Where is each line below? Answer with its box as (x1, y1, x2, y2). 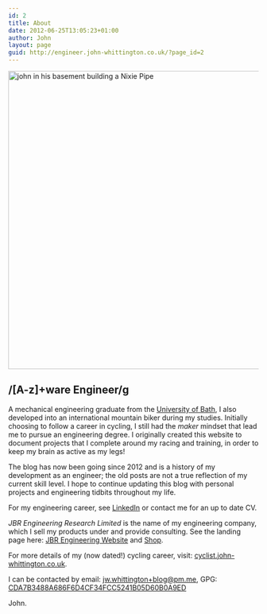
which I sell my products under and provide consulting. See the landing (8, 527, 241, 536)
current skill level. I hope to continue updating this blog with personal (8, 479, 234, 488)
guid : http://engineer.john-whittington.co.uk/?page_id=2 (8, 49, 204, 56)
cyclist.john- (194, 550, 235, 560)
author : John (8, 33, 52, 42)
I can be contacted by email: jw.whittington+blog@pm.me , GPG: (8, 574, 218, 584)
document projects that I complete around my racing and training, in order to (8, 438, 259, 448)
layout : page (8, 41, 52, 49)
